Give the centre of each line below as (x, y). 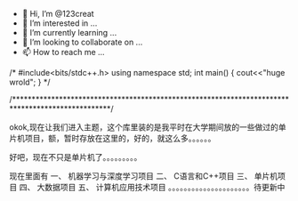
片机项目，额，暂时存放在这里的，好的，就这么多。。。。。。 (113, 138)
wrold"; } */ (30, 82)
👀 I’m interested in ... (60, 23)
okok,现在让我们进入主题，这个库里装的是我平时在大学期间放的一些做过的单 (148, 127)
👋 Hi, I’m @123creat (58, 14)
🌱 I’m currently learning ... (69, 32)
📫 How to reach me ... (63, 52)
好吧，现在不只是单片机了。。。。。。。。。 (76, 157)
